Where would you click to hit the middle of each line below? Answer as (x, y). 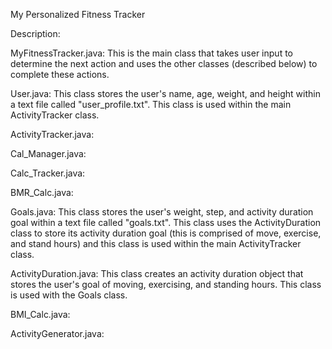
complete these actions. (60, 74)
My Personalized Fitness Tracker (78, 14)
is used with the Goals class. (69, 295)
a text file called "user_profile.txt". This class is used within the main (151, 104)
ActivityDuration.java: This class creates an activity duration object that (157, 273)
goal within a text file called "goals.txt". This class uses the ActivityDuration (166, 222)
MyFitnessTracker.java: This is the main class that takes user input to (151, 53)
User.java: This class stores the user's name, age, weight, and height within (165, 93)
